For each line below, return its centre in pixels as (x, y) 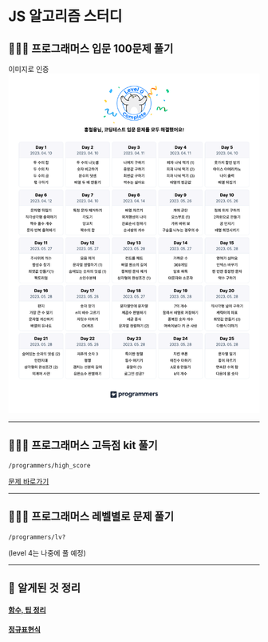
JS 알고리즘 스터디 (65, 16)
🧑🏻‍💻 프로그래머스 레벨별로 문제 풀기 (91, 517)
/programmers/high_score (49, 465)
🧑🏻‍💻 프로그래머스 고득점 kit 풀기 (83, 445)
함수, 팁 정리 (27, 610)
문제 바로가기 (29, 481)
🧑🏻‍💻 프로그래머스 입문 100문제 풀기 (91, 48)
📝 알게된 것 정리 (45, 588)
